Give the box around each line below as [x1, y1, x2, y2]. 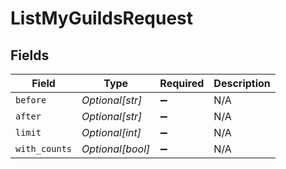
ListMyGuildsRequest [10, 7, 194, 30]
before [15, 95, 47, 106]
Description [213, 77, 271, 90]
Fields [10, 47, 50, 64]
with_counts [15, 143, 73, 154]
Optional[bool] [81, 142, 151, 156]
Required [159, 77, 205, 90]
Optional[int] [81, 126, 142, 139]
